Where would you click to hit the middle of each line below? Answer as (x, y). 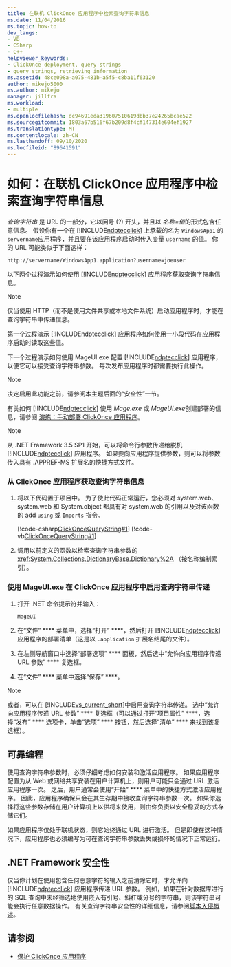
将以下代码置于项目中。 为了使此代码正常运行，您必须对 (96, 498)
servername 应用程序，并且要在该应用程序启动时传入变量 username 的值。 (109, 239)
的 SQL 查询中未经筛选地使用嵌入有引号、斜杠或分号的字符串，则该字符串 (111, 897)
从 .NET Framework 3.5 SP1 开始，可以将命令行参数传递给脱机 (95, 445)
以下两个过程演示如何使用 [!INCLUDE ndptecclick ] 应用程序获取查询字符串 (111, 274)
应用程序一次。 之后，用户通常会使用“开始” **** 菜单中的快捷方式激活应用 (112, 789)
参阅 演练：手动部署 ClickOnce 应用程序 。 (85, 416)
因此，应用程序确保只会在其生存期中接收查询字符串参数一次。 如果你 (118, 798)
